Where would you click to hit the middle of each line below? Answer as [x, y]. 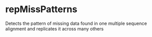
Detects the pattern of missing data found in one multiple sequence [76, 23]
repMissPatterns [41, 9]
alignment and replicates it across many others [54, 28]
